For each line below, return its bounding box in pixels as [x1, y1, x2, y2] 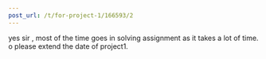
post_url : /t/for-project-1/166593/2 [8, 11, 134, 20]
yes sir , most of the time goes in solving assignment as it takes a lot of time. [8, 33, 259, 42]
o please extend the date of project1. [8, 41, 129, 51]
